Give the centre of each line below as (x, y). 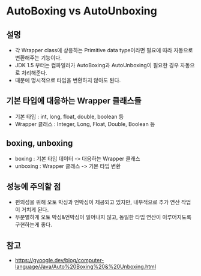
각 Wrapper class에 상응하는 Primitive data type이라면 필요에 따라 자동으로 (104, 50)
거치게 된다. (35, 210)
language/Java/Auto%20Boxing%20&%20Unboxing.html (85, 267)
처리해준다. (34, 73)
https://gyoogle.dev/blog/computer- (59, 260)
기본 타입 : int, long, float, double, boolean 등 (69, 116)
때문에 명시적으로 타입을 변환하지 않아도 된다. (68, 80)
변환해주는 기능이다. (38, 58)
